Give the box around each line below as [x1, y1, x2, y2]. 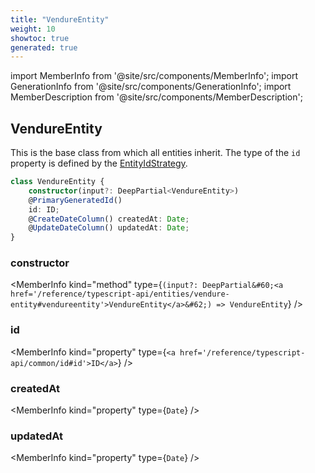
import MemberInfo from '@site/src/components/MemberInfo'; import [10, 70, 299, 82]
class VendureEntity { [10, 177, 105, 187]
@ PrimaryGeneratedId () [28, 195, 123, 205]
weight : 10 [10, 24, 56, 34]
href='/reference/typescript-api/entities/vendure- [10, 289, 230, 300]
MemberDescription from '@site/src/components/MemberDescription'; [10, 91, 303, 103]
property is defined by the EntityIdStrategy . [10, 157, 188, 170]
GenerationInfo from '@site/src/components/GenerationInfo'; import [10, 81, 292, 93]
